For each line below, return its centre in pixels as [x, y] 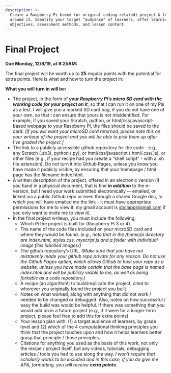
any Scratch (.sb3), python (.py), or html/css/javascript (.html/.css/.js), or [89, 153]
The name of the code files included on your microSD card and [86, 229]
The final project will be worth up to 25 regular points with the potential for [83, 74]
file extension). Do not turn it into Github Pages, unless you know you [85, 164]
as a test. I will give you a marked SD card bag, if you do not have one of [89, 110]
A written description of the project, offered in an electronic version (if [86, 180]
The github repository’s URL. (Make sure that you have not [82, 251]
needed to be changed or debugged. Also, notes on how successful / [93, 300]
